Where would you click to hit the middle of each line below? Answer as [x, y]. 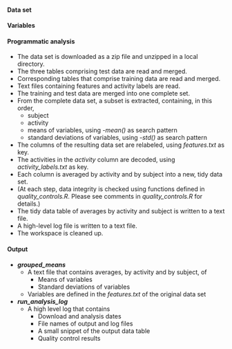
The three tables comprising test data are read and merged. [102, 71]
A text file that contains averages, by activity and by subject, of [117, 272]
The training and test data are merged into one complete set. [104, 93]
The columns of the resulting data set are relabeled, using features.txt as [121, 145]
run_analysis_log [42, 301]
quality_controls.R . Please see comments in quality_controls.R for [110, 197]
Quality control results [69, 338]
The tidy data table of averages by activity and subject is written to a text [121, 211]
